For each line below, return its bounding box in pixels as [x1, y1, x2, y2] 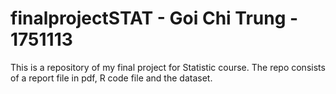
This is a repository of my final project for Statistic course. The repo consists [10, 61, 326, 73]
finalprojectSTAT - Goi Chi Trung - [10, 7, 299, 30]
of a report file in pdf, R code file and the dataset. [10, 72, 213, 84]
